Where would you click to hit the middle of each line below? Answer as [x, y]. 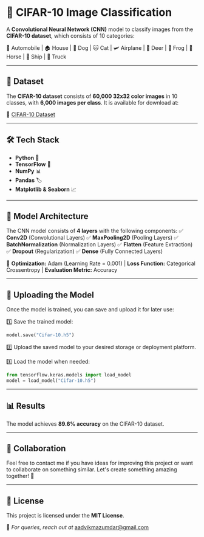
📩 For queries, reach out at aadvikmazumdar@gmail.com [77, 527]
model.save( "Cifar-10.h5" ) [40, 335]
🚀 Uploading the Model [50, 295]
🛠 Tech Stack [33, 140]
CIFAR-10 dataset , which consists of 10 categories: [70, 35]
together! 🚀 [20, 476]
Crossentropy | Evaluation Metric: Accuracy [62, 270]
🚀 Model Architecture [48, 216]
